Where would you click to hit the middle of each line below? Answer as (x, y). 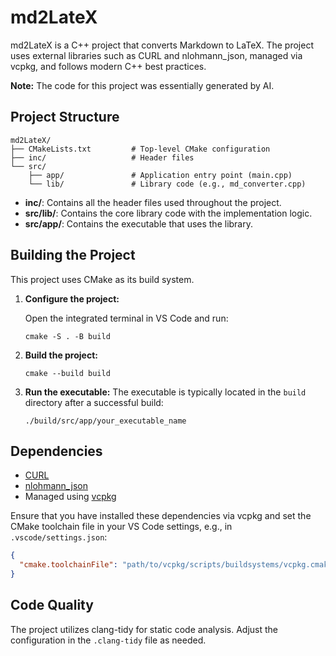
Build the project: (61, 355)
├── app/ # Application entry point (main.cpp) (160, 175)
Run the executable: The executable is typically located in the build (165, 392)
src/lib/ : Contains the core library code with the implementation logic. (168, 213)
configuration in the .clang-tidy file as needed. (108, 640)
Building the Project (73, 255)
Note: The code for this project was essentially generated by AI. (142, 85)
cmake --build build (67, 373)
